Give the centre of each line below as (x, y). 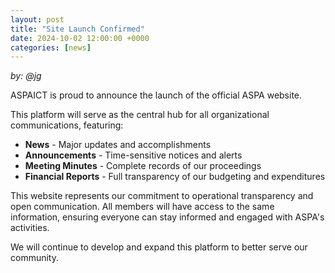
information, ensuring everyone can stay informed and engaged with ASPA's (167, 217)
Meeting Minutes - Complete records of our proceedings (143, 166)
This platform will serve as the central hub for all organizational (140, 115)
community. (34, 258)
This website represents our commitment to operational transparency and (162, 196)
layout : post (37, 19)
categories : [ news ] (51, 47)
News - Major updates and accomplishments (118, 145)
